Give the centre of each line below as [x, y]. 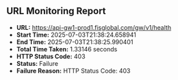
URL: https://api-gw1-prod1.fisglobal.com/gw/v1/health [94, 27]
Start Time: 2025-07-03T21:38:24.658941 [76, 35]
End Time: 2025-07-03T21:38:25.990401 [75, 42]
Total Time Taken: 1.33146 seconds [67, 49]
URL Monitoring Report [56, 11]
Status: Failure [37, 63]
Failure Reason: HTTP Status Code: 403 [73, 71]
